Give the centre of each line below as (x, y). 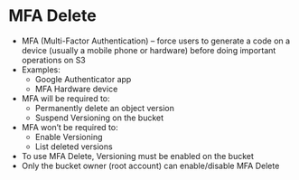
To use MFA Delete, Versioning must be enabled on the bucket (138, 156)
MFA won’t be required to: (70, 127)
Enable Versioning (69, 137)
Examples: (41, 70)
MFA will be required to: (65, 98)
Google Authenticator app (83, 79)
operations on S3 (54, 60)
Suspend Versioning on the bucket (99, 118)
